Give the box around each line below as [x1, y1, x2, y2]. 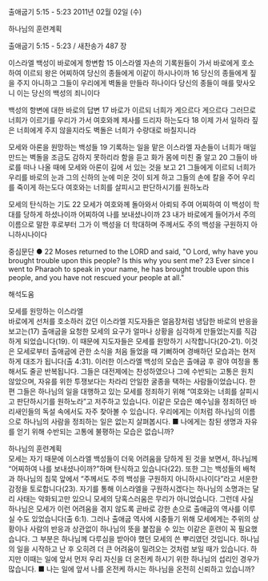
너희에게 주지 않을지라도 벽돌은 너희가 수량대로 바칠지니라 [16, 125, 197, 135]
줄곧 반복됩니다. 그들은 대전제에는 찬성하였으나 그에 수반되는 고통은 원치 [29, 367, 254, 376]
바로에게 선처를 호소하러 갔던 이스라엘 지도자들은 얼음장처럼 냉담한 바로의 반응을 [8, 316, 258, 326]
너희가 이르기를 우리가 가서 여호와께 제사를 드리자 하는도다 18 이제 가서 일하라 [8, 116, 250, 124]
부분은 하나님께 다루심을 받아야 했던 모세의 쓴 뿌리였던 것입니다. [39, 534, 238, 543]
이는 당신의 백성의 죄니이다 [16, 88, 101, 98]
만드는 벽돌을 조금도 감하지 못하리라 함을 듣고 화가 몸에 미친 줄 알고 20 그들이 [8, 152, 250, 162]
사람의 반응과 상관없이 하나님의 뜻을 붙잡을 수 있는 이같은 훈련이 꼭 [29, 524, 237, 534]
